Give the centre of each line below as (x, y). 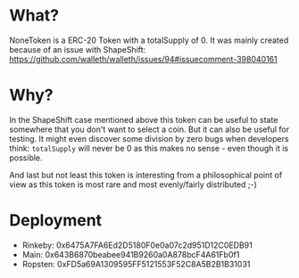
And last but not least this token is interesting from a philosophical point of (146, 175)
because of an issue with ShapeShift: (78, 49)
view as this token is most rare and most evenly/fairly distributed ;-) (133, 184)
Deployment (56, 221)
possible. (26, 158)
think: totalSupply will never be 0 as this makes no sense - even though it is (149, 148)
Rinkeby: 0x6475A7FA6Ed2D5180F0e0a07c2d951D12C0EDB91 (137, 245)
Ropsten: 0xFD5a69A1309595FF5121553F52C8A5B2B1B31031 (136, 264)
